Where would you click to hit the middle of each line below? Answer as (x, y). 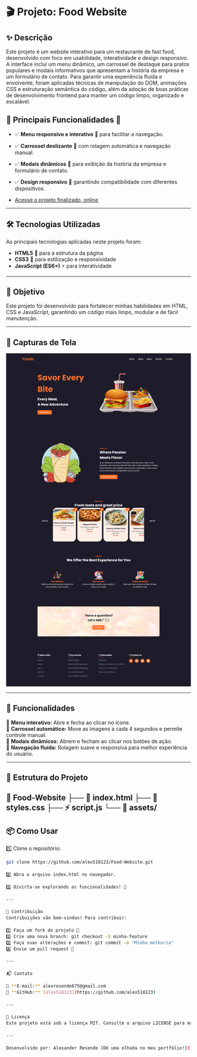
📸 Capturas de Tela (41, 342)
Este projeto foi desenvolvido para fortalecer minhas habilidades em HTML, (97, 306)
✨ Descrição (29, 37)
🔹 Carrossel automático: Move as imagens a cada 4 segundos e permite (94, 728)
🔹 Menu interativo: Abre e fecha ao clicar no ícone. (68, 722)
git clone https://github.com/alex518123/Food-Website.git (80, 862)
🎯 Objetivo (26, 292)
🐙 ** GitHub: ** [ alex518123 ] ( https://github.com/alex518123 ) (81, 992)
